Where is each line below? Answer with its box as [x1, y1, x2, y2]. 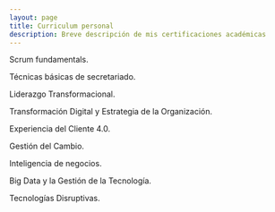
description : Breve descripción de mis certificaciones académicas [9, 30, 267, 38]
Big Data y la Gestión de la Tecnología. [9, 175, 152, 186]
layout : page [9, 13, 58, 22]
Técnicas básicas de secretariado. [9, 72, 136, 82]
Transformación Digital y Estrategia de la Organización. [9, 106, 213, 117]
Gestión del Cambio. [9, 140, 85, 152]
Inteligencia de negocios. [9, 158, 102, 169]
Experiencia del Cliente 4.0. [9, 123, 111, 134]
